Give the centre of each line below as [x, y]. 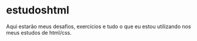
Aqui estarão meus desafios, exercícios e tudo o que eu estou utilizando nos [98, 26]
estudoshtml [38, 10]
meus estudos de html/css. [39, 32]
